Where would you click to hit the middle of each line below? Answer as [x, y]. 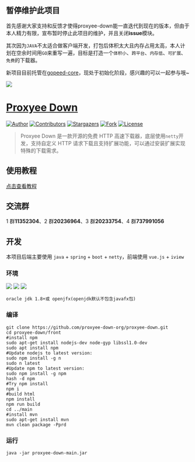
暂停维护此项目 [33, 11]
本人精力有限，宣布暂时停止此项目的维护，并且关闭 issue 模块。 [82, 33]
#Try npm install [27, 384]
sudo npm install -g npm [36, 374]
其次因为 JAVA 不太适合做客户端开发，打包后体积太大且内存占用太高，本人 [93, 45]
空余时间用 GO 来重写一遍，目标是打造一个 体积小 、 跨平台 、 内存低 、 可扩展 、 [101, 53]
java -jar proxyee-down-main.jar [47, 453]
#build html [20, 394]
